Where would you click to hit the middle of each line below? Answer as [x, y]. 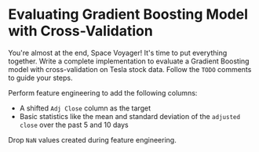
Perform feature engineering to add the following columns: [103, 92]
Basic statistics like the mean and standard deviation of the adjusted [130, 116]
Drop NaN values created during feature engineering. [92, 139]
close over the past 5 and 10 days [74, 125]
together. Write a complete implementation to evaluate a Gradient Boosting [129, 61]
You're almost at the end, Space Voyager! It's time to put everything [118, 52]
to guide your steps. [40, 78]
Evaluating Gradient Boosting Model [128, 14]
